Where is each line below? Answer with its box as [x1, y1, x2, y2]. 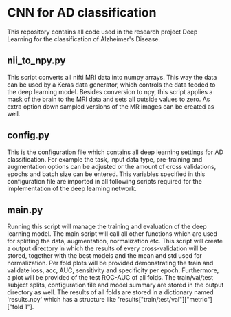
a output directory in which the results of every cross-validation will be [7, 244, 208, 252]
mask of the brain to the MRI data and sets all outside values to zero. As [7, 95, 210, 103]
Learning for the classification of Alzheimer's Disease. [7, 34, 160, 43]
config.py [7, 129, 50, 142]
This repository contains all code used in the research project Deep [7, 28, 198, 36]
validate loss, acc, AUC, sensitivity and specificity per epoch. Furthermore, [7, 266, 219, 274]
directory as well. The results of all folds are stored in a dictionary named [7, 288, 214, 296]
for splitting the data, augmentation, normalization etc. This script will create [7, 237, 223, 245]
